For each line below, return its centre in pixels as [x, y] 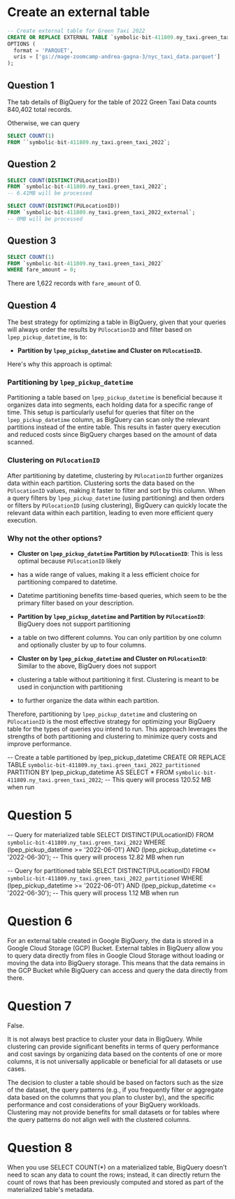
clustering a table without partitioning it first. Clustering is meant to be [118, 679]
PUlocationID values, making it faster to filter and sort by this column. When [116, 490]
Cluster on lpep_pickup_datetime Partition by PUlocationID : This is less [120, 553]
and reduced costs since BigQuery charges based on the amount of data [112, 435]
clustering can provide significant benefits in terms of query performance [113, 1046]
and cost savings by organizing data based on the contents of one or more [115, 1053]
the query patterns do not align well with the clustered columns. [99, 1119]
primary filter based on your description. [76, 603]
